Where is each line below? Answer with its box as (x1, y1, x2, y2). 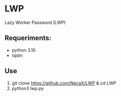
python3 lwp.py (11, 85, 44, 91)
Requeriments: (4, 34, 52, 42)
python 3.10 (11, 47, 36, 53)
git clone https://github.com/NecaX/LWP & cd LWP (11, 80, 117, 86)
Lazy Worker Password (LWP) (4, 19, 66, 25)
